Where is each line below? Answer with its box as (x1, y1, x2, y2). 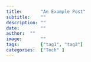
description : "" (6, 19, 46, 25)
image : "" (6, 36, 46, 42)
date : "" (6, 25, 46, 31)
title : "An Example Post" (6, 8, 86, 15)
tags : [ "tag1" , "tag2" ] (6, 42, 83, 48)
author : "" (6, 31, 35, 37)
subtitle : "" (6, 14, 46, 20)
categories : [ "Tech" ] (6, 47, 65, 53)
